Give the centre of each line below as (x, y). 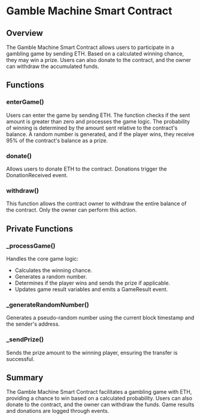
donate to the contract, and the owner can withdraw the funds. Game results (100, 404)
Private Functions (40, 229)
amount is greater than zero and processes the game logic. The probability (98, 121)
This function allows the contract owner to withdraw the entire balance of (96, 203)
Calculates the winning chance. (53, 270)
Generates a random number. (51, 276)
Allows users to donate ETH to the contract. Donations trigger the (87, 169)
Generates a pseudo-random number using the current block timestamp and (100, 318)
